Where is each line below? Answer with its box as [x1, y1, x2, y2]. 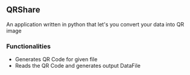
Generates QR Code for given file [14, 56, 98, 63]
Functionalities [6, 42, 51, 50]
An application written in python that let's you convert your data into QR [6, 20, 185, 28]
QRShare [6, 5, 40, 15]
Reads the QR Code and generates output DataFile [14, 62, 141, 70]
